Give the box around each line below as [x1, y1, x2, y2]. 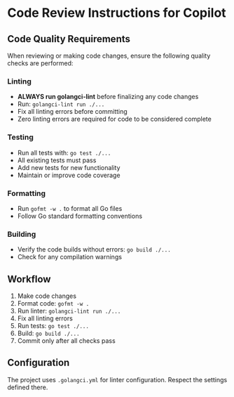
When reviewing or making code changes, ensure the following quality [7, 51, 211, 60]
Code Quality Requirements [7, 33, 131, 45]
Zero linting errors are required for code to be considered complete [17, 115, 212, 124]
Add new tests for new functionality [17, 163, 121, 171]
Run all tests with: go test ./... [17, 148, 111, 157]
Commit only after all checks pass [17, 337, 116, 345]
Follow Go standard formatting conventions [17, 211, 142, 220]
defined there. [7, 383, 48, 391]
